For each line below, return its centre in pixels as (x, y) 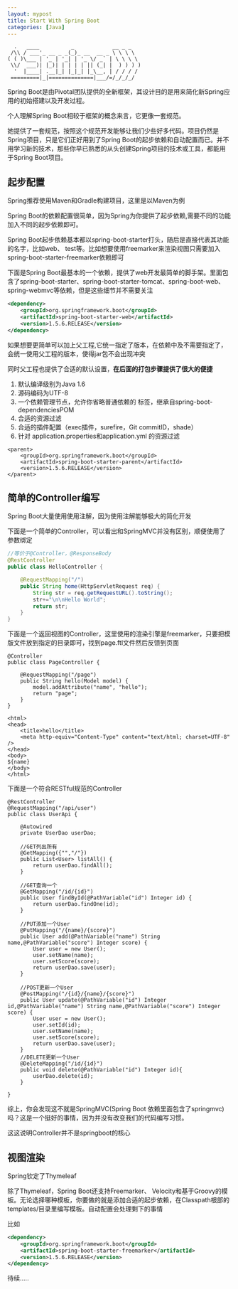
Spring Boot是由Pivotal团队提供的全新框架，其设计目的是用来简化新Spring (116, 92)
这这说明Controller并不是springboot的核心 (69, 1133)
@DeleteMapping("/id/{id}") (61, 1064)
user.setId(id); (57, 1025)
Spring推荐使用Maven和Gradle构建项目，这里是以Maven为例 (96, 200)
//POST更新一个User (47, 988)
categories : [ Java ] (36, 27)
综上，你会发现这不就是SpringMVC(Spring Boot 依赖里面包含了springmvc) (116, 1109)
